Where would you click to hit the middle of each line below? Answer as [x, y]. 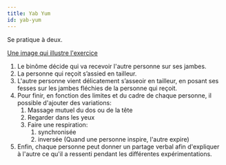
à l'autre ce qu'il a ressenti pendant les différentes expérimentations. [114, 154]
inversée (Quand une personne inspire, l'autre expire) [113, 139]
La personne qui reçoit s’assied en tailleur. [77, 74]
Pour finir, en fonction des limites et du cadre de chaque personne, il [114, 95]
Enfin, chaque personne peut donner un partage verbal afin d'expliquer [118, 146]
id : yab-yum [24, 20]
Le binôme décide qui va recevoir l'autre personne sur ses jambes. [112, 66]
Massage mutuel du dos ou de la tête [80, 110]
